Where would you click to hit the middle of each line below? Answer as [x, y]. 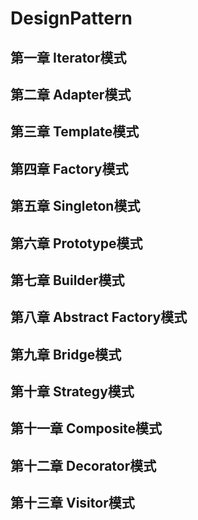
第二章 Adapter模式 [71, 94]
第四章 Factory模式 [69, 168]
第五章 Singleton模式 [75, 206]
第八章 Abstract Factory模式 [99, 317]
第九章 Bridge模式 [66, 354]
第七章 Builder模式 [67, 280]
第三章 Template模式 [75, 132]
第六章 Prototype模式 [76, 243]
